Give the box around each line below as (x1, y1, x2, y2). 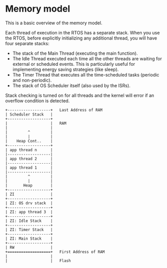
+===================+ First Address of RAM (5, 249, 105, 254)
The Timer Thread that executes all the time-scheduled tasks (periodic (12, 71, 160, 78)
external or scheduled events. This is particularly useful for (12, 61, 135, 67)
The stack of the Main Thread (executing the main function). (12, 50, 138, 56)
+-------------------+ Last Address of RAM (5, 107, 102, 112)
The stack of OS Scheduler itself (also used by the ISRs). (12, 82, 131, 89)
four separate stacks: (5, 40, 49, 46)
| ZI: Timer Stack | (5, 227, 53, 232)
